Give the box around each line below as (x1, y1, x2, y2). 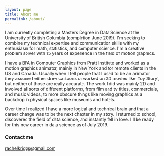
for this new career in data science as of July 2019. (5, 122, 109, 128)
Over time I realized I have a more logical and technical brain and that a (5, 106, 149, 112)
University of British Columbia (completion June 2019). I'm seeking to (5, 35, 146, 41)
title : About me (5, 12, 38, 17)
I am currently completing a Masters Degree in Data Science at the (5, 30, 140, 36)
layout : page (5, 7, 32, 12)
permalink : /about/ (5, 16, 45, 21)
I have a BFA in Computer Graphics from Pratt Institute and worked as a (5, 60, 149, 66)
